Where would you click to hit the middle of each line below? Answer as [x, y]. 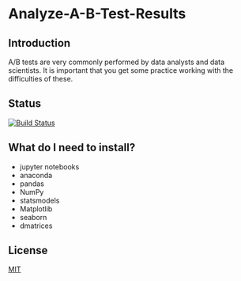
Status [25, 104]
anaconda [36, 175]
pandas [32, 184]
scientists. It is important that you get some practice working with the [121, 70]
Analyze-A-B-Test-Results [97, 14]
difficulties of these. [41, 79]
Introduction [40, 43]
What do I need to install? [72, 148]
